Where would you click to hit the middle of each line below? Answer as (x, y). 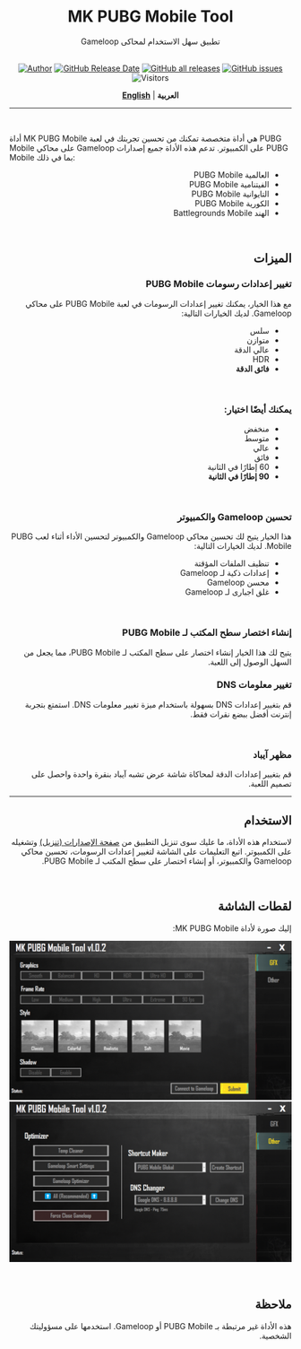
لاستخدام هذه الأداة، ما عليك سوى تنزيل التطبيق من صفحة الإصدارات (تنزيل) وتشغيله (151, 841)
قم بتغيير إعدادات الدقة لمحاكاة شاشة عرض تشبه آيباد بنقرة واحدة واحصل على (161, 774)
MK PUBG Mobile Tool (150, 17)
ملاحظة (273, 1305)
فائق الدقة (253, 369)
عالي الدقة (252, 349)
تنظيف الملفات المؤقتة (232, 563)
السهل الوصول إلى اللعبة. (249, 662)
